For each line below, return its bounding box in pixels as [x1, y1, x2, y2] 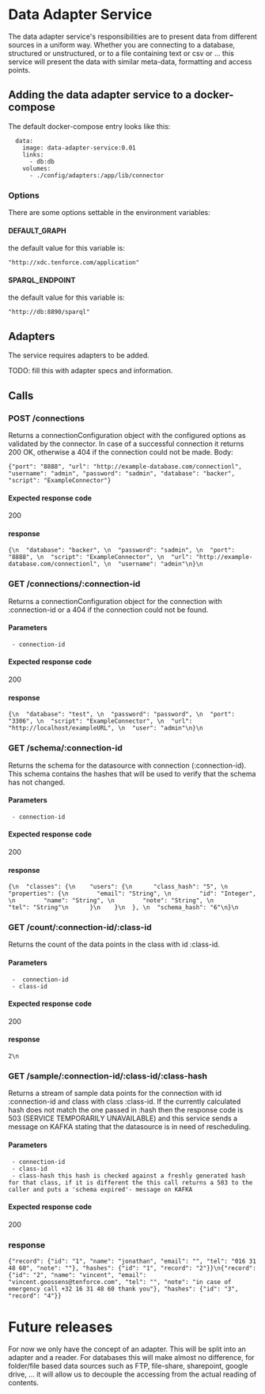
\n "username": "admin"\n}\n [104, 560, 203, 569]
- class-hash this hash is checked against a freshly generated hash [11, 1172, 246, 1180]
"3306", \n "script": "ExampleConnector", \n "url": [8, 717, 193, 725]
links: [22, 150, 44, 159]
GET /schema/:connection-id [8, 742, 123, 754]
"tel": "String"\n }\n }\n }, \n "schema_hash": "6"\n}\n [8, 904, 239, 912]
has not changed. [8, 777, 66, 787]
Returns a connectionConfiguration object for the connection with [8, 596, 223, 606]
